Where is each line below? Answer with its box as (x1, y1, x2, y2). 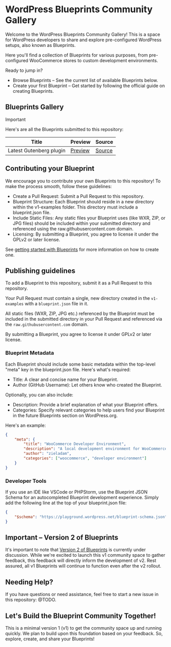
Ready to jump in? (5, 67, 43, 73)
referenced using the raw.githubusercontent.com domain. (12, 225, 134, 231)
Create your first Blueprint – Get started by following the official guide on (12, 83, 165, 89)
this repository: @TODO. (5, 597, 56, 603)
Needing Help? (5, 578, 53, 586)
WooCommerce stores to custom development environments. (29, 57, 158, 63)
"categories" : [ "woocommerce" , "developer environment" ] (23, 456, 147, 461)
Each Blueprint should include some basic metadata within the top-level (5, 361, 156, 367)
